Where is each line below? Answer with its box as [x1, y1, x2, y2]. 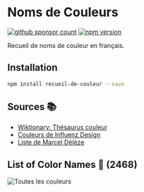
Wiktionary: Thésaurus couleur [17, 123, 108, 131]
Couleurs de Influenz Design [17, 131, 101, 139]
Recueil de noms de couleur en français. [7, 41, 125, 49]
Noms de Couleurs [7, 4, 119, 20]
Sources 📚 [7, 101, 57, 113]
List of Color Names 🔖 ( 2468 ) [7, 158, 138, 170]
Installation [7, 61, 58, 74]
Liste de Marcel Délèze [17, 138, 85, 147]
